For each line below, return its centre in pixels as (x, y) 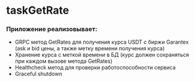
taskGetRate (38, 10)
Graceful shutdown (39, 74)
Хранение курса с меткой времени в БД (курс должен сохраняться (102, 55)
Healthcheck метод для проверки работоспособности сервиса (95, 68)
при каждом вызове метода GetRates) (63, 61)
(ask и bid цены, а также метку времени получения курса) (90, 48)
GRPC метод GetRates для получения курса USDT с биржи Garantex (102, 42)
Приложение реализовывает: (52, 29)
